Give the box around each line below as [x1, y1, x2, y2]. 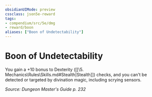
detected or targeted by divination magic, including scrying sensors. [5, 77, 142, 82]
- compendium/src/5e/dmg [5, 20, 55, 26]
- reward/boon [5, 25, 34, 30]
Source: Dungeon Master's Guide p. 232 [5, 86, 86, 92]
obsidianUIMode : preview [5, 7, 55, 12]
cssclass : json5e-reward [5, 12, 55, 16]
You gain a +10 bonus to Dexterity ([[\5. [5, 66, 84, 72]
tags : [5, 16, 16, 21]
